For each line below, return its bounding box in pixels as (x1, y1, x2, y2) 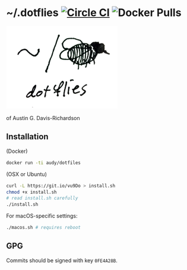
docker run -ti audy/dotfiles (6, 159, 81, 166)
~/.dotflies (6, 6, 59, 20)
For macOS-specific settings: (6, 212, 78, 219)
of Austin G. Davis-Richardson (6, 114, 80, 121)
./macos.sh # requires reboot (6, 225, 81, 231)
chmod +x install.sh (6, 189, 58, 195)
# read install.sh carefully (6, 195, 78, 202)
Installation (6, 131, 49, 142)
